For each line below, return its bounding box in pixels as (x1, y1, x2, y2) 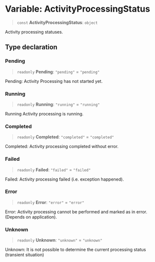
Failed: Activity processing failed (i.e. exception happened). (5, 176, 124, 182)
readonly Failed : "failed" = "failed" (17, 167, 91, 172)
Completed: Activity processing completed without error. (5, 144, 119, 150)
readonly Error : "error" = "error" (17, 199, 85, 205)
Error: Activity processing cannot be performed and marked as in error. (5, 208, 147, 215)
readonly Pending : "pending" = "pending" (17, 69, 100, 75)
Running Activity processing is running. (5, 111, 84, 116)
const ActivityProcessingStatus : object (17, 19, 98, 25)
